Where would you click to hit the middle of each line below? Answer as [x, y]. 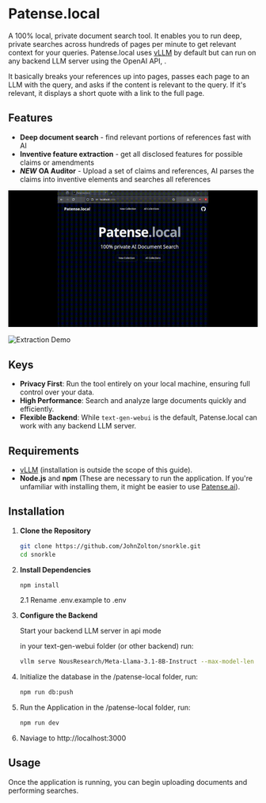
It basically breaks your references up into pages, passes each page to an [129, 76]
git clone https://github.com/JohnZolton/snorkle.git [110, 546]
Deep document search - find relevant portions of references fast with [135, 137]
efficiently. [37, 409]
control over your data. [57, 392]
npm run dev [39, 723]
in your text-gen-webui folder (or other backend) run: [106, 646]
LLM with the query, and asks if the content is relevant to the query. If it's [127, 85]
